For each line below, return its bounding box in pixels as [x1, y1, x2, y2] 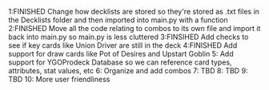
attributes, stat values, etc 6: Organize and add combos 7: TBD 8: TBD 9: [8, 66, 248, 75]
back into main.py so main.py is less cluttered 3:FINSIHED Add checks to [8, 32, 249, 41]
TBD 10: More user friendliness [8, 75, 110, 84]
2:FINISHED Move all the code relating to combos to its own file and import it [8, 24, 261, 33]
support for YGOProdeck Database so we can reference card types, [8, 57, 232, 67]
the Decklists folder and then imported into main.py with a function [8, 15, 228, 25]
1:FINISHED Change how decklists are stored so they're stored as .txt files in [8, 7, 260, 16]
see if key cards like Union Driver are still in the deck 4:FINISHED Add [8, 41, 238, 50]
